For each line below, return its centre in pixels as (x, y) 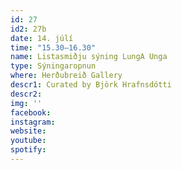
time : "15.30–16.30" (53, 47)
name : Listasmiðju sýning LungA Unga (89, 57)
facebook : (31, 112)
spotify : (28, 150)
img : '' (26, 103)
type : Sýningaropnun (53, 66)
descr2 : (26, 94)
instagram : (33, 122)
